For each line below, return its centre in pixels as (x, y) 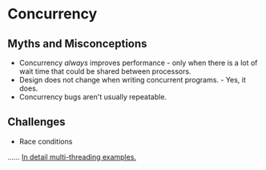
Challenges (36, 122)
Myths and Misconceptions (77, 44)
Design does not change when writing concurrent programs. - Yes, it (132, 80)
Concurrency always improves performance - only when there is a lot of (138, 63)
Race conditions (46, 141)
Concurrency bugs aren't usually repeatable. (93, 97)
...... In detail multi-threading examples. (72, 156)
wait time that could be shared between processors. (105, 71)
